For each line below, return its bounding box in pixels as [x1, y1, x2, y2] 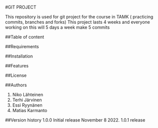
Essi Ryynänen [12, 102, 43, 108]
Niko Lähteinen [12, 92, 44, 97]
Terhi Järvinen [12, 97, 42, 103]
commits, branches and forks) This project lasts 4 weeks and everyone [5, 19, 150, 25]
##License [5, 72, 27, 78]
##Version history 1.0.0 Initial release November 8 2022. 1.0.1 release [5, 117, 146, 123]
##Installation [5, 53, 33, 59]
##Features [5, 63, 29, 68]
